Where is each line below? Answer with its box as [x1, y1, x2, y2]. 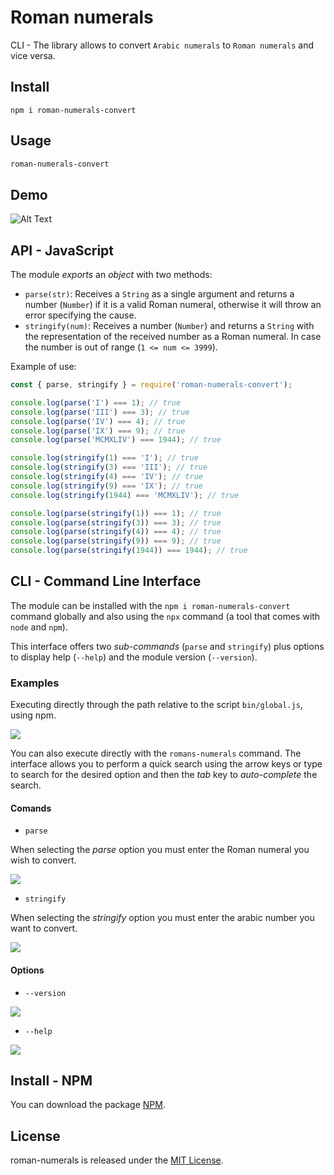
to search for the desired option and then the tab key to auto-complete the [10, 769, 318, 781]
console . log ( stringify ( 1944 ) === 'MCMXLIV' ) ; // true [10, 490, 240, 500]
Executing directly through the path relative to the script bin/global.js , [10, 699, 303, 711]
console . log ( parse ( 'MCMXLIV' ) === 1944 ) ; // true [10, 435, 222, 445]
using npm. [10, 709, 57, 721]
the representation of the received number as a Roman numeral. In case [24, 331, 322, 343]
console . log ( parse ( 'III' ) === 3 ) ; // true [10, 407, 190, 417]
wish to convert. [10, 854, 77, 866]
